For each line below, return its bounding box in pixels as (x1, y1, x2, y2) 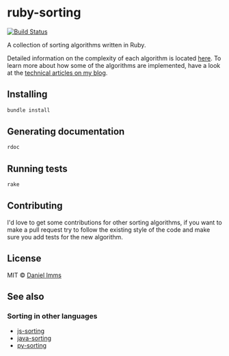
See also (7, 291, 44, 302)
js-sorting (16, 327, 45, 335)
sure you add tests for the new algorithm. (7, 233, 123, 241)
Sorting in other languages (7, 311, 98, 320)
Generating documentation (7, 126, 125, 138)
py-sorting (16, 342, 46, 350)
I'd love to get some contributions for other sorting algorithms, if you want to (7, 218, 222, 226)
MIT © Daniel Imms (7, 271, 62, 279)
